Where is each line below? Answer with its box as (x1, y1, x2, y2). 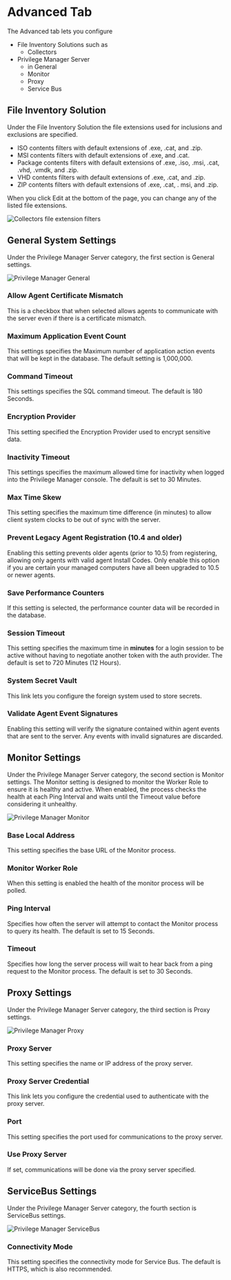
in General (27, 62, 57, 71)
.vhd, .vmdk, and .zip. (17, 165, 79, 174)
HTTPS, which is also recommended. (7, 1265, 112, 1273)
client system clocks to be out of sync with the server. (7, 516, 161, 524)
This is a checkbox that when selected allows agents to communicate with (7, 306, 219, 315)
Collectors (27, 48, 57, 56)
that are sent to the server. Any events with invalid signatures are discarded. (7, 732, 223, 740)
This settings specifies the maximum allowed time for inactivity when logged (7, 468, 225, 476)
